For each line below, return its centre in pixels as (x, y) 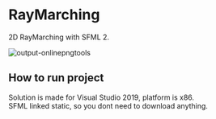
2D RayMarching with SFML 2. (59, 37)
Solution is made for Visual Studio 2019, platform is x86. (102, 97)
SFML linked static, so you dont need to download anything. (108, 105)
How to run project (56, 78)
